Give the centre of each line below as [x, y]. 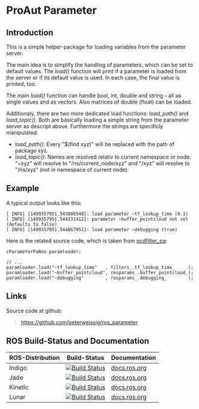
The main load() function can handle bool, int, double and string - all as [94, 96]
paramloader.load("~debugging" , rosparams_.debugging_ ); [100, 278]
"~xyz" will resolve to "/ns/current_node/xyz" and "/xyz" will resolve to [102, 163]
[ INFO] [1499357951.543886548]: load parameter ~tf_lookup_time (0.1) [97, 214]
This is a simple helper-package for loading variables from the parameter [96, 47]
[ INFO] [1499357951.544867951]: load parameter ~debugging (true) [92, 229]
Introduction [30, 33]
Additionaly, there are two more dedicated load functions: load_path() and [97, 113]
